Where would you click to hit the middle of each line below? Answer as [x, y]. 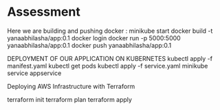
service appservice [34, 73]
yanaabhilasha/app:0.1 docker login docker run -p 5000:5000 [94, 38]
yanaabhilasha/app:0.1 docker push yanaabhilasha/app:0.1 [89, 45]
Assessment [44, 12]
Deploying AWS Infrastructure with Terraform [71, 86]
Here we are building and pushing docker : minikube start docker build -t [110, 31]
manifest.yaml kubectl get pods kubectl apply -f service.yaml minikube [108, 66]
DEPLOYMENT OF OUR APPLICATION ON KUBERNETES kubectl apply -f [110, 58]
